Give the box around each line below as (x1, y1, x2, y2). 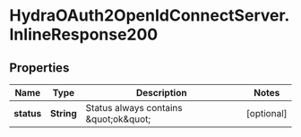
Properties (9, 60, 70, 75)
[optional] (245, 107, 288, 119)
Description (135, 87, 187, 98)
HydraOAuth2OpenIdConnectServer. (9, 5, 290, 26)
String (49, 107, 78, 119)
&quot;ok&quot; (85, 113, 151, 125)
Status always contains (85, 102, 183, 114)
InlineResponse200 (9, 24, 159, 45)
